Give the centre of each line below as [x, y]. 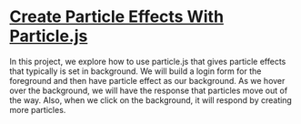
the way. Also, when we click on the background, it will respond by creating [151, 100]
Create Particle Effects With [117, 17]
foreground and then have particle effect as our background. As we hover [147, 80]
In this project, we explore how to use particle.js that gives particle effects [148, 61]
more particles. [38, 109]
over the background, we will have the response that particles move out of [149, 90]
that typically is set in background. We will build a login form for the [135, 71]
